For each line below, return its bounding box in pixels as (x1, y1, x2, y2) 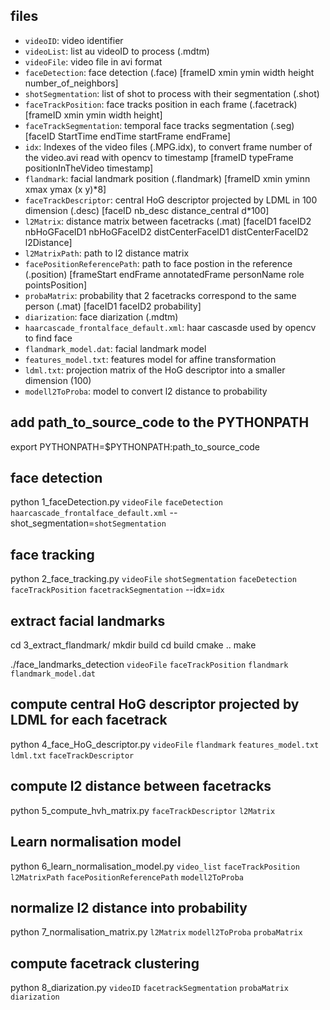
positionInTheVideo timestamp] (24, 162, 154, 174)
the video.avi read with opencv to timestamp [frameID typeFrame (24, 151, 294, 163)
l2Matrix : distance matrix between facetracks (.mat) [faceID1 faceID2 (24, 215, 312, 227)
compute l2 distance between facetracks (10, 778, 272, 795)
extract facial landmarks (10, 612, 166, 629)
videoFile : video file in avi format (24, 55, 163, 68)
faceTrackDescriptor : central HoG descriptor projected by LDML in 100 (24, 194, 318, 206)
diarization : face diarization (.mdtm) (24, 310, 179, 323)
